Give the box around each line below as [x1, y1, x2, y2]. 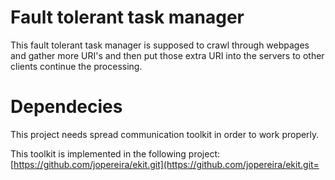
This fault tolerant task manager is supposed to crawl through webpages [10, 39, 310, 51]
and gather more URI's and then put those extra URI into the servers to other [10, 49, 325, 61]
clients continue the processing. [10, 60, 143, 72]
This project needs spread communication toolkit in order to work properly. [10, 128, 320, 140]
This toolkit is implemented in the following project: [10, 147, 221, 160]
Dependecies [10, 96, 123, 118]
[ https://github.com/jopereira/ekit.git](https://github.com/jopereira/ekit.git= [10, 158, 320, 170]
